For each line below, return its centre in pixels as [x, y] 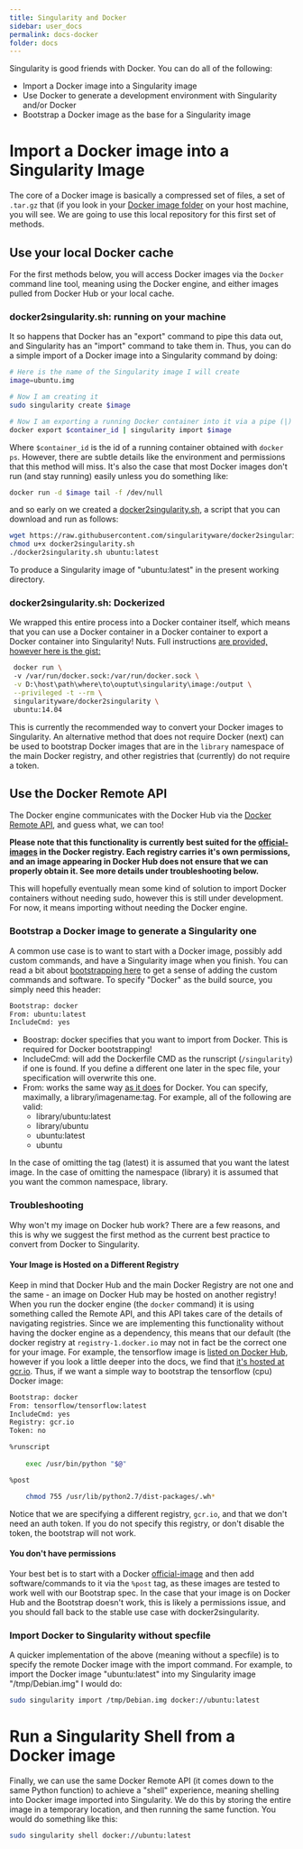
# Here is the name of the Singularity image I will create [125, 372]
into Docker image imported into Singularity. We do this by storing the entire [150, 1799]
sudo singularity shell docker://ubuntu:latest [101, 1835]
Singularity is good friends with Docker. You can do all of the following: [141, 69]
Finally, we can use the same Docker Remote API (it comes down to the [142, 1780]
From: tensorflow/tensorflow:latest [78, 1405]
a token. [24, 765]
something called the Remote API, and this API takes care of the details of [146, 1313]
